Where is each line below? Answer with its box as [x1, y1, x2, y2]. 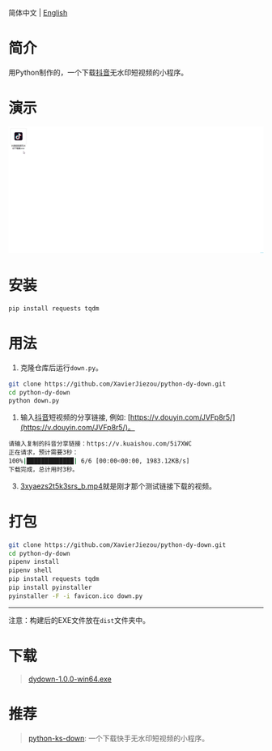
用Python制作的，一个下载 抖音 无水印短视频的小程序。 [8, 67, 189, 77]
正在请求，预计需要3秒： [8, 449, 79, 457]
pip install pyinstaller [8, 583, 92, 592]
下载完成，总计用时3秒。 [8, 465, 79, 473]
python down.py [8, 397, 60, 405]
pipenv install [8, 558, 60, 566]
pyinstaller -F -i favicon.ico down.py [8, 591, 143, 600]
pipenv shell [8, 566, 53, 574]
